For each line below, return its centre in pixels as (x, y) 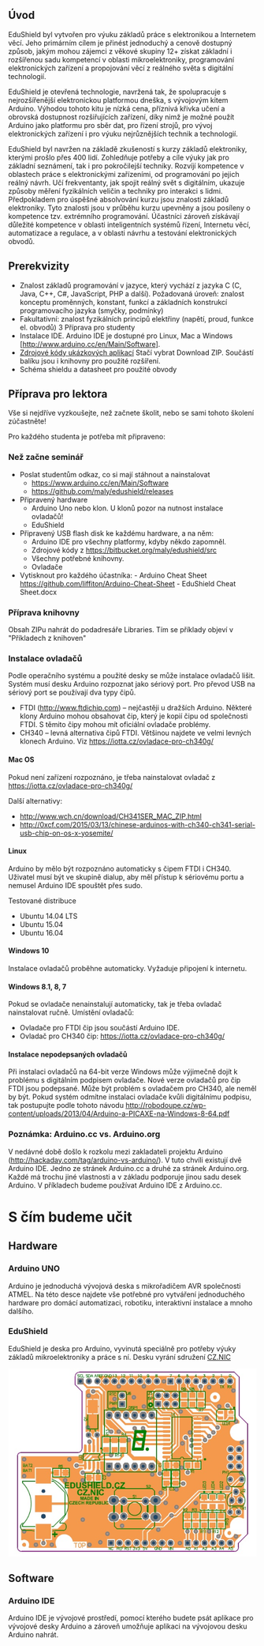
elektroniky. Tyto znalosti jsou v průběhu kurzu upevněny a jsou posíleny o (129, 208)
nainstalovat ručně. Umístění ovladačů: (71, 1012)
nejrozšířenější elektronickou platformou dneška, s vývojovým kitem (118, 100)
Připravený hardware (54, 499)
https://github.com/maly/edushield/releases (102, 491)
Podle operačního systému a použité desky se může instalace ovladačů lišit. (132, 676)
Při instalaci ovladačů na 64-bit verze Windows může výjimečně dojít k (123, 1072)
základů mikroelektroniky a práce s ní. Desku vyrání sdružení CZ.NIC (119, 1357)
